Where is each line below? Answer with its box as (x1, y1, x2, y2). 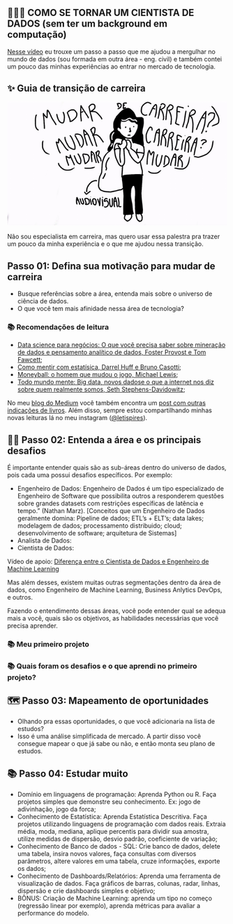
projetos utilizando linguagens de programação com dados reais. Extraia (17, 819, 226, 828)
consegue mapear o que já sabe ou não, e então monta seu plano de (17, 739, 216, 748)
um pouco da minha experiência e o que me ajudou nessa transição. (7, 240, 204, 248)
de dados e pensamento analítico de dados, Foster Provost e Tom (17, 348, 206, 356)
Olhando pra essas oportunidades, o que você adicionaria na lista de (17, 717, 216, 726)
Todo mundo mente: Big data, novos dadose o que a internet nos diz (17, 378, 215, 387)
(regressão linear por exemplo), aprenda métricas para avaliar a (17, 901, 201, 909)
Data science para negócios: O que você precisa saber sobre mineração (17, 340, 226, 349)
